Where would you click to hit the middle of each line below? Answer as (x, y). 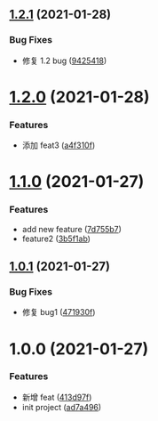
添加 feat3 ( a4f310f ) (59, 145)
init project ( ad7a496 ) (62, 407)
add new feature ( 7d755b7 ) (72, 229)
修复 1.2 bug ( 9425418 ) (64, 61)
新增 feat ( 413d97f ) (57, 397)
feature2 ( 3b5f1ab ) (56, 239)
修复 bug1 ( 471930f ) (59, 312)
